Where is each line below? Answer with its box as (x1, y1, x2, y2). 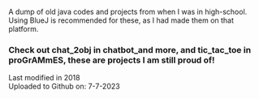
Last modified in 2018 (8, 73, 80, 83)
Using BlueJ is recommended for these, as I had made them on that (8, 15, 234, 25)
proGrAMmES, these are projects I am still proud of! (8, 54, 215, 66)
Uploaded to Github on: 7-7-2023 (8, 81, 120, 92)
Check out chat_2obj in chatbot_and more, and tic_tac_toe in (8, 44, 252, 55)
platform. (8, 24, 39, 33)
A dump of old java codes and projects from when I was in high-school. (8, 7, 248, 16)
